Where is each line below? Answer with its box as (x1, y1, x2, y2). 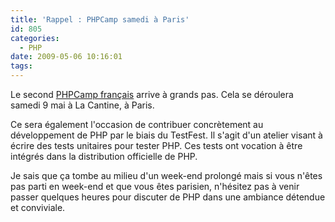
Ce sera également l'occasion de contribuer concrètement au (10, 119, 264, 130)
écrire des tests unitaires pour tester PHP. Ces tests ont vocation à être (10, 140, 303, 151)
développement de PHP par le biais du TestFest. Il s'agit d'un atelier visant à (10, 129, 323, 141)
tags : (10, 61, 33, 71)
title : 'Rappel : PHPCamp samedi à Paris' (10, 14, 190, 25)
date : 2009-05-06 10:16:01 (10, 52, 123, 62)
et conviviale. (10, 202, 66, 213)
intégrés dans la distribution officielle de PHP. (10, 151, 198, 162)
